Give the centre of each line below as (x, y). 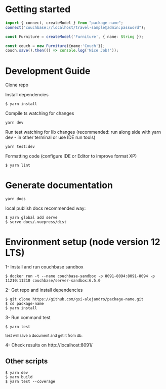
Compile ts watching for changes (40, 113)
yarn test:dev (20, 147)
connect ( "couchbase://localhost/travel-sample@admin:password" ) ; (75, 27)
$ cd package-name (25, 304)
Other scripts (27, 361)
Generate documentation (59, 185)
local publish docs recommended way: (46, 208)
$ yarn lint (18, 166)
